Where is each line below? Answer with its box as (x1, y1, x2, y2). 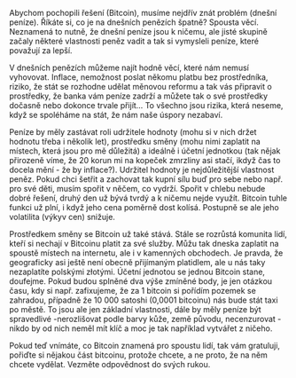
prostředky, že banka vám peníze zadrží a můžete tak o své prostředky (9, 91, 269, 101)
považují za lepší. (9, 45, 73, 56)
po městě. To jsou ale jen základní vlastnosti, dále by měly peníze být (9, 304, 261, 314)
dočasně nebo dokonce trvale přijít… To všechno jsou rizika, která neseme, (9, 100, 284, 110)
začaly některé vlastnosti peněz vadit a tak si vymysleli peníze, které (9, 35, 260, 46)
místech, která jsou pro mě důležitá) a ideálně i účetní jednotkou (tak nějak (9, 146, 281, 156)
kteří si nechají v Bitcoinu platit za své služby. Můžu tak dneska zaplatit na (9, 239, 279, 248)
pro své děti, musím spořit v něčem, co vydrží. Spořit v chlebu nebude (9, 184, 266, 193)
